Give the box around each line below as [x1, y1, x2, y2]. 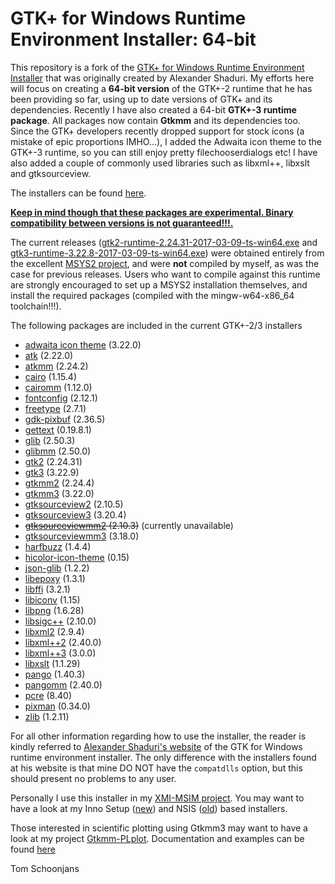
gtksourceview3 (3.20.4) [24, 508, 127, 521]
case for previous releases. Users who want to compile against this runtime [10, 268, 321, 280]
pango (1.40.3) [24, 668, 86, 680]
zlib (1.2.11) [24, 710, 70, 722]
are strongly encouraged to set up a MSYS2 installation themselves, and [10, 278, 308, 291]
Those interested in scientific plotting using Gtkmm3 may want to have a [10, 822, 308, 834]
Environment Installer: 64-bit [10, 28, 257, 51]
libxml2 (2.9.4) [24, 625, 85, 637]
